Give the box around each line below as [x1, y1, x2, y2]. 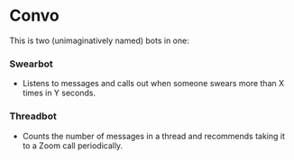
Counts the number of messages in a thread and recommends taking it [22, 130, 286, 141]
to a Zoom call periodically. [22, 140, 124, 151]
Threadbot [9, 110, 57, 122]
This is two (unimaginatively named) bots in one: [9, 35, 189, 46]
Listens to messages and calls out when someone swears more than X [22, 78, 285, 89]
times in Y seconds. [22, 87, 96, 99]
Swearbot [9, 58, 54, 70]
